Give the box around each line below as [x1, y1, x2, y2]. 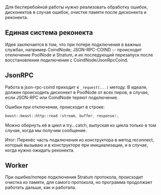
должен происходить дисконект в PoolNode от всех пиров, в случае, [5, 89, 149, 95]
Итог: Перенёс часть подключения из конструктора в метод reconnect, [5, 136, 155, 143]
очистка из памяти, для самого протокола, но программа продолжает [5, 179, 153, 185]
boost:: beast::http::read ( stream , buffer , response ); [5, 113, 119, 118]
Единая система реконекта [5, 29, 93, 37]
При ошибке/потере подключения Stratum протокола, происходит [5, 174, 143, 180]
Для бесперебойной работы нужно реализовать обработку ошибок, [5, 4, 148, 10]
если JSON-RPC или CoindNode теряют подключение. [5, 95, 119, 100]
